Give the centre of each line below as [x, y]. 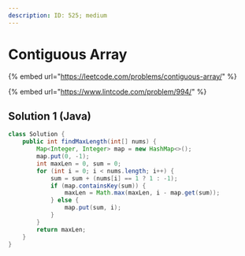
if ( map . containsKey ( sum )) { [98, 186]
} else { [65, 200]
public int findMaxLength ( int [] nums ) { [89, 142]
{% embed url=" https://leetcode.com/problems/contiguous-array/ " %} [123, 76]
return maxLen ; [61, 229]
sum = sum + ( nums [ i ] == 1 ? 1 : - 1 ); [114, 178]
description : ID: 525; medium [58, 15]
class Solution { [37, 135]
